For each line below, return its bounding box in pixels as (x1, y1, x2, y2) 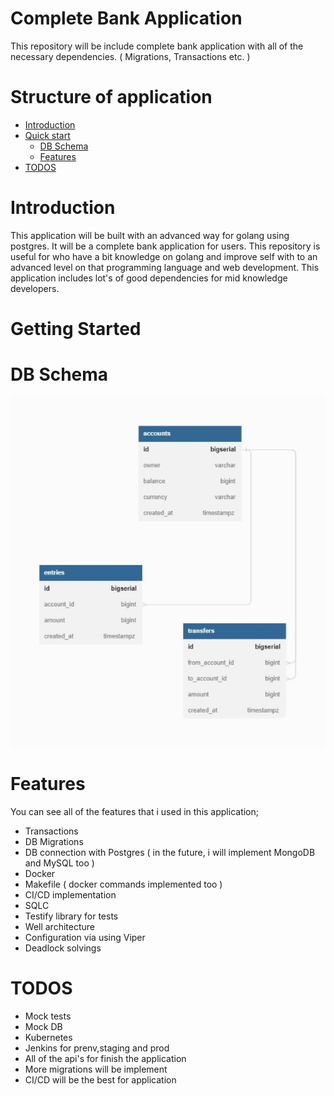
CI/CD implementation (24, 888, 117, 901)
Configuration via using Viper (24, 931, 146, 943)
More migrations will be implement (24, 1063, 168, 1075)
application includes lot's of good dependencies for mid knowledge (10, 272, 288, 284)
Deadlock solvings (24, 942, 102, 954)
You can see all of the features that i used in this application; (10, 805, 259, 817)
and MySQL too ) (24, 857, 95, 869)
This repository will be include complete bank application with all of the (10, 40, 304, 52)
